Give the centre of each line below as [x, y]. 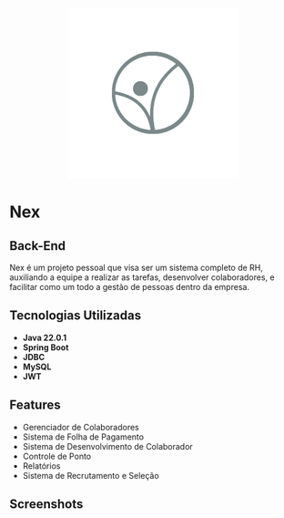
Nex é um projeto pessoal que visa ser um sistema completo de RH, [137, 268]
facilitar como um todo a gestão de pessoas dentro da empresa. [130, 287]
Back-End [38, 246]
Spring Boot [46, 347]
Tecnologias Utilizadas [76, 316]
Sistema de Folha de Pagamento [83, 437]
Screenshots [46, 504]
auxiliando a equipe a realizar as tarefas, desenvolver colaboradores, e [142, 277]
